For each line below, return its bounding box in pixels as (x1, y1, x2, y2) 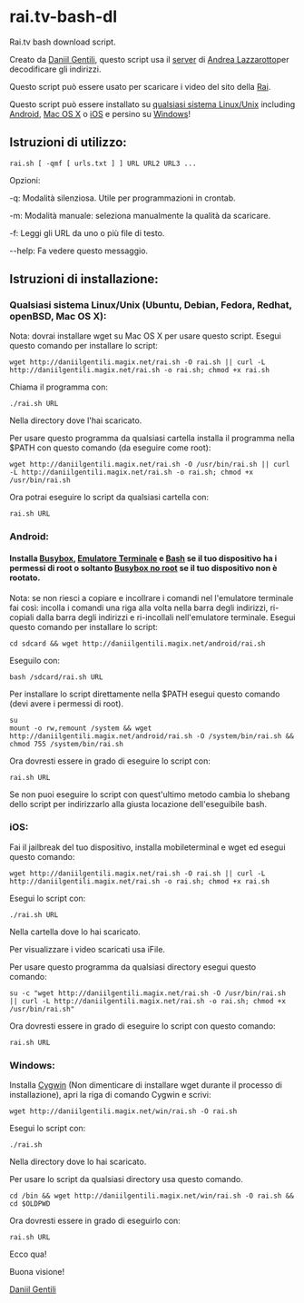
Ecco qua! (9, 1249, 47, 1259)
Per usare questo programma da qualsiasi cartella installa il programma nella (9, 433, 295, 444)
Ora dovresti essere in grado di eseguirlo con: (9, 1215, 181, 1227)
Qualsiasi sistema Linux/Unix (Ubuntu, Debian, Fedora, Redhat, (9, 299, 292, 311)
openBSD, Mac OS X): (9, 311, 107, 323)
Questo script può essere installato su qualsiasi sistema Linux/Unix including (9, 98, 296, 110)
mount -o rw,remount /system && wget (9, 724, 152, 733)
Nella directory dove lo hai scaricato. (9, 1156, 147, 1168)
